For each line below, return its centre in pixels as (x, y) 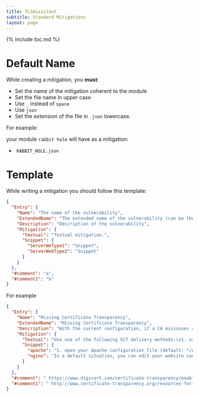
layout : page (22, 22)
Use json (26, 110)
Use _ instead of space (42, 104)
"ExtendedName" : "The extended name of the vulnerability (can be (100, 218)
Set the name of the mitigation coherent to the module (81, 91)
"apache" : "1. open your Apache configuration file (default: (106, 351)
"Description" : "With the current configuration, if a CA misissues (103, 328)
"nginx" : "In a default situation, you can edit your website (106, 356)
